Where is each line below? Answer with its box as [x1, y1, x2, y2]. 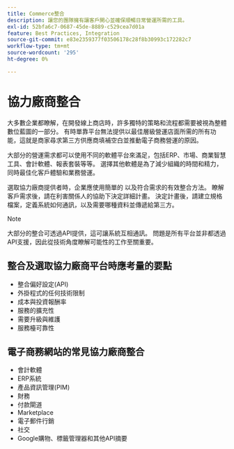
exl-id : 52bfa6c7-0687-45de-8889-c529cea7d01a [7, 23, 145, 30]
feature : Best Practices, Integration [7, 29, 120, 37]
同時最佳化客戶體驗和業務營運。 [7, 168, 99, 177]
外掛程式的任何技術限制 [17, 288, 85, 297]
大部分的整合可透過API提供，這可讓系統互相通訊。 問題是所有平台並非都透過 [7, 228, 226, 237]
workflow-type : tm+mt [7, 43, 70, 50]
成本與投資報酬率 [17, 297, 67, 306]
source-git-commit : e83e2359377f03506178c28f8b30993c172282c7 [7, 36, 192, 43]
